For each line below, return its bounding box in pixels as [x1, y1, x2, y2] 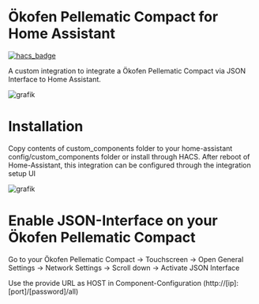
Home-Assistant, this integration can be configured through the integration [8, 160, 251, 170]
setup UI [8, 168, 36, 178]
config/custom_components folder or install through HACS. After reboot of [8, 152, 250, 161]
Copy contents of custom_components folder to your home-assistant [8, 143, 233, 153]
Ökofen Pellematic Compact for [8, 8, 219, 26]
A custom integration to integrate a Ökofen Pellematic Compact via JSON [8, 66, 246, 75]
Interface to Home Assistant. [8, 74, 101, 84]
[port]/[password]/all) [8, 287, 79, 296]
